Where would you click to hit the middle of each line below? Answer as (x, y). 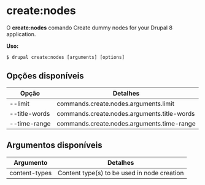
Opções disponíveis (45, 76)
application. (21, 34)
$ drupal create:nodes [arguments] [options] (65, 57)
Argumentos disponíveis (54, 145)
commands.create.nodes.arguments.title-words (126, 113)
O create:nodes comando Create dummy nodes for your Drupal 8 (90, 28)
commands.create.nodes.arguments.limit (116, 104)
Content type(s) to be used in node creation (121, 173)
